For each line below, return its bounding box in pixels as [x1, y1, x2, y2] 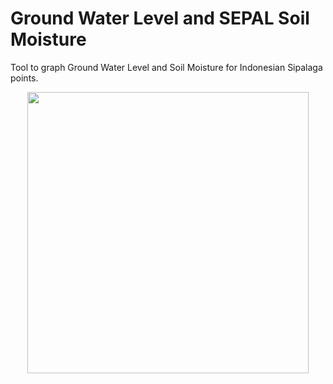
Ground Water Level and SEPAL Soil [10, 7, 310, 30]
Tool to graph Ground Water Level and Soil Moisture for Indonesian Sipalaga [10, 61, 323, 73]
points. [10, 72, 39, 84]
